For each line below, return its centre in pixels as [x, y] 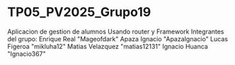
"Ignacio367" [27, 54]
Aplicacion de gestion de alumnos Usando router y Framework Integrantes [116, 31]
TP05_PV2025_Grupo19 [79, 12]
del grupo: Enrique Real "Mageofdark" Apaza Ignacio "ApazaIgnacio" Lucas [118, 38]
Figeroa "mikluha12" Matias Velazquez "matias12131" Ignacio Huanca [108, 46]
